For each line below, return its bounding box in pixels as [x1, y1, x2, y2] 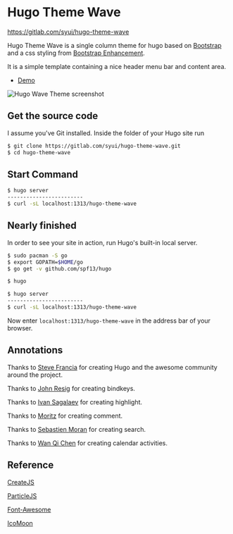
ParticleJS [7, 491, 37, 500]
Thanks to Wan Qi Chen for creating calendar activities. [7, 438, 168, 447]
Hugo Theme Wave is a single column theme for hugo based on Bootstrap [7, 41, 222, 49]
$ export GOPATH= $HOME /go [7, 259, 83, 266]
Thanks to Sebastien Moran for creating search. [7, 425, 146, 433]
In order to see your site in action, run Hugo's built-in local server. [7, 238, 198, 247]
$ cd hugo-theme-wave [7, 149, 71, 156]
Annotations [7, 344, 63, 356]
